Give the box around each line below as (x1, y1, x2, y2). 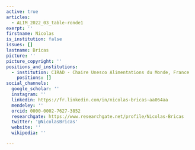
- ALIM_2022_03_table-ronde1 (11, 20, 84, 25)
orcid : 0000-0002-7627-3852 (11, 108, 81, 114)
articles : (6, 14, 31, 20)
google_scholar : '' (11, 86, 60, 92)
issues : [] (6, 42, 33, 48)
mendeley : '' (11, 102, 44, 108)
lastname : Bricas (6, 47, 49, 53)
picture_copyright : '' (6, 58, 62, 64)
